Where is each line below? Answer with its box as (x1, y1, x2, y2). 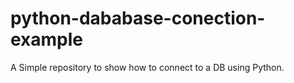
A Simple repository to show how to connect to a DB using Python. (10, 61, 285, 73)
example (10, 28, 84, 51)
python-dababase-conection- (10, 7, 266, 30)
